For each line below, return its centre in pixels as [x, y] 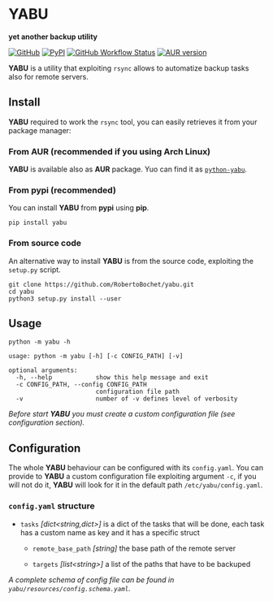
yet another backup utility [53, 37]
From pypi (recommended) [62, 190]
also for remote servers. [49, 76]
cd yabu [22, 292]
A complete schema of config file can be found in [91, 579]
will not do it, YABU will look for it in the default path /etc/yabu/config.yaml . [136, 485]
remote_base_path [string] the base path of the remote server [134, 548]
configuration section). [47, 422]
